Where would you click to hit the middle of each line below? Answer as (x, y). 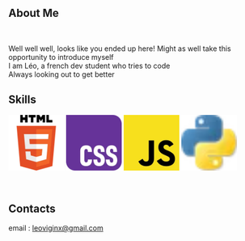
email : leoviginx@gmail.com (56, 228)
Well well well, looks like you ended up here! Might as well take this (120, 49)
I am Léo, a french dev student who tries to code (89, 66)
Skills (22, 100)
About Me (34, 13)
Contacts (32, 209)
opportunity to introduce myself (61, 57)
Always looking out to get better (61, 74)
